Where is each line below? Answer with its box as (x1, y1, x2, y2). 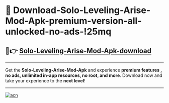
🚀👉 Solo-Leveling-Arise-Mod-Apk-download (5, 46, 152, 55)
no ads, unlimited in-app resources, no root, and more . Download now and (5, 72, 162, 78)
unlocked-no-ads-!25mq (5, 26, 112, 37)
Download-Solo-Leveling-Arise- (13, 5, 151, 16)
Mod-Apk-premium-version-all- (5, 15, 142, 27)
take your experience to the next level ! (5, 78, 86, 83)
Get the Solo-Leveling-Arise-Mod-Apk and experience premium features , (5, 67, 162, 73)
